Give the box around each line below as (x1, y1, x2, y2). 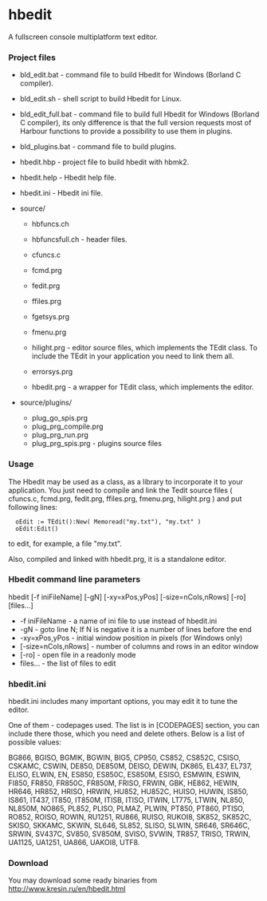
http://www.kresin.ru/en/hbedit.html (8, 884, 126, 894)
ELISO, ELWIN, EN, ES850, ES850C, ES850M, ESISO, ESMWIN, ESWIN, (8, 770, 241, 780)
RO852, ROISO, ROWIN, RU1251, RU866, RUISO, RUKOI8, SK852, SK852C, (8, 812, 252, 822)
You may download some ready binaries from (8, 875, 158, 885)
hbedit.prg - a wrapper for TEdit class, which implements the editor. (31, 382, 254, 392)
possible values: (8, 737, 62, 747)
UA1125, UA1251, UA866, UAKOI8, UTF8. (8, 838, 140, 848)
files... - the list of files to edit (19, 658, 116, 668)
